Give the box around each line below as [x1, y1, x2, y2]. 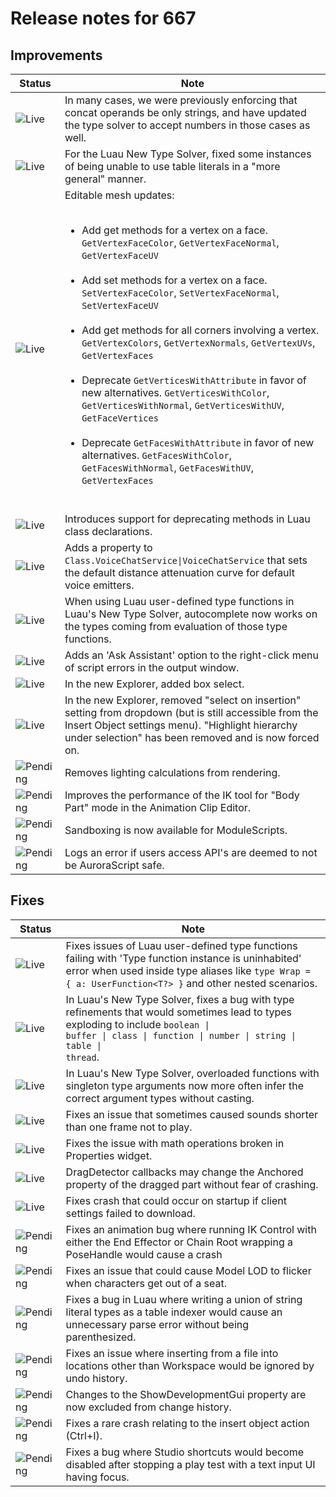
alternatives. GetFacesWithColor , [81, 448, 232, 462]
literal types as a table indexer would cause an [65, 1305, 283, 1319]
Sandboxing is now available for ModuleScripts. [64, 823, 288, 837]
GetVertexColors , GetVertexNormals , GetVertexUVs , [81, 336, 316, 349]
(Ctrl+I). [65, 1428, 103, 1442]
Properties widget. [65, 1148, 153, 1162]
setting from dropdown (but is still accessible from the [64, 706, 319, 719]
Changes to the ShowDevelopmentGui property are [65, 1387, 307, 1401]
